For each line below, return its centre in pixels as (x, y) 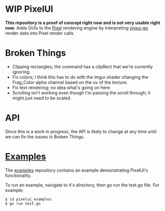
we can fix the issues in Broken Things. (45, 137)
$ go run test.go (23, 203)
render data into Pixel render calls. (40, 33)
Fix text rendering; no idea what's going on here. (62, 88)
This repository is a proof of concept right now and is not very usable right (83, 23)
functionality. (18, 175)
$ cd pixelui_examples (28, 199)
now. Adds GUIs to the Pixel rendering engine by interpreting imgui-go (77, 28)
